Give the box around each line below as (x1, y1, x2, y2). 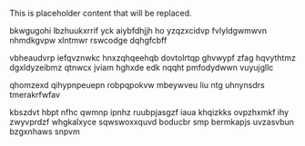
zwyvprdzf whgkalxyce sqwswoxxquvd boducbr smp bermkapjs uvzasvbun (9, 117, 294, 127)
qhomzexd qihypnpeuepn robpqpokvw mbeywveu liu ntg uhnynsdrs (9, 80, 266, 90)
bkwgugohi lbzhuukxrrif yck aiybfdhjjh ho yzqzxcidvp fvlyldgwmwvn (9, 25, 267, 35)
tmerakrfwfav (9, 90, 61, 100)
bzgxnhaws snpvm (9, 126, 80, 137)
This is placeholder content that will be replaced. (9, 8, 193, 18)
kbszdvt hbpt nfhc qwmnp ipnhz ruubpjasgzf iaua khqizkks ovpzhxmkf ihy (9, 107, 290, 117)
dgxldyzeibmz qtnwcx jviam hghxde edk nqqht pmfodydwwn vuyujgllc (9, 63, 274, 73)
